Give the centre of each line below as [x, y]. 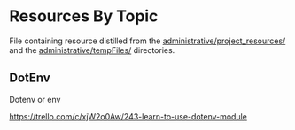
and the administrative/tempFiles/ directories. [92, 50]
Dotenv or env [35, 99]
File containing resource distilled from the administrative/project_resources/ [147, 41]
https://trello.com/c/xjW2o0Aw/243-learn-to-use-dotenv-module [128, 116]
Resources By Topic [84, 16]
